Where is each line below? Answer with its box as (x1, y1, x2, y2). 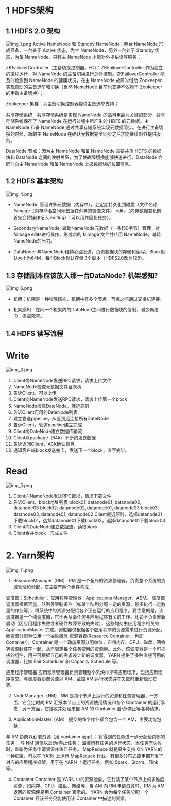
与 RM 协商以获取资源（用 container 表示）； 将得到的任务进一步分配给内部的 (6, 733, 165, 739)
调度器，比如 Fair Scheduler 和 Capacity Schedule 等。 (6, 658, 121, 664)
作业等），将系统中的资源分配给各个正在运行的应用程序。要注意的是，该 (14, 607, 164, 613)
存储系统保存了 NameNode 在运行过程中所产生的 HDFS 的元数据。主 (6, 118, 149, 124)
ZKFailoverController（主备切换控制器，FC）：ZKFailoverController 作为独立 (6, 65, 163, 70)
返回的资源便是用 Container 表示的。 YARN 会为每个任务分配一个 (13, 789, 149, 795)
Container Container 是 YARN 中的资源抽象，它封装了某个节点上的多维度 (13, 776, 165, 782)
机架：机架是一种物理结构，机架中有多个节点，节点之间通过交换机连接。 (13, 295, 164, 302)
